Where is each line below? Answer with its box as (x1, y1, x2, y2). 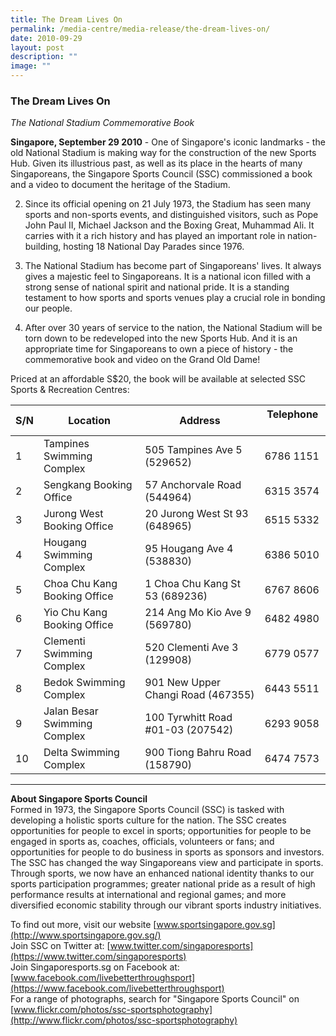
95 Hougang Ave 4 (144, 542, 234, 556)
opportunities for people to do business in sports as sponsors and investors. (10, 846, 325, 858)
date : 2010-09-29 (10, 33, 83, 43)
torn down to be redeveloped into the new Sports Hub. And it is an (24, 332, 298, 345)
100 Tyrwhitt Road (144, 711, 233, 725)
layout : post (10, 42, 65, 53)
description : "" (10, 52, 78, 62)
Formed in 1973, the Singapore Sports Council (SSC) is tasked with (10, 804, 285, 816)
